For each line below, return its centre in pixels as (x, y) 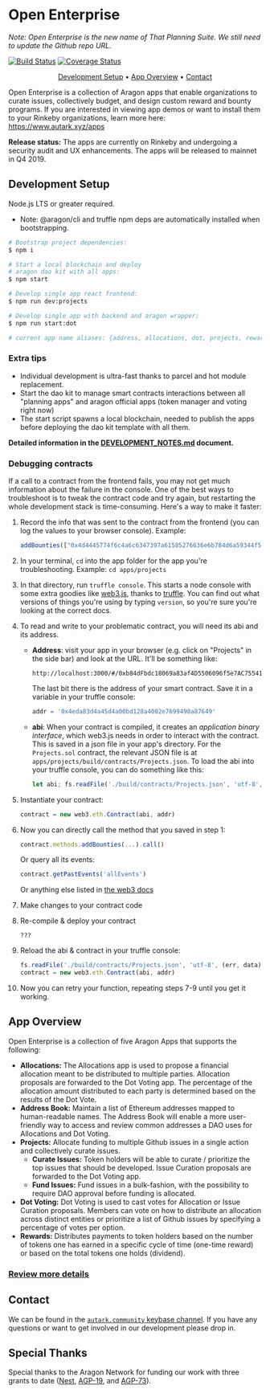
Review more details (49, 1273)
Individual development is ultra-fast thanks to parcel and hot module (133, 376)
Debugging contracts (51, 464)
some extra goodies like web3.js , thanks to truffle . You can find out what (139, 593)
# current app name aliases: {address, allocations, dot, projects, (125, 338)
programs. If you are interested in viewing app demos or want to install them (135, 109)
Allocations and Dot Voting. (65, 1134)
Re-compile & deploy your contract (78, 921)
